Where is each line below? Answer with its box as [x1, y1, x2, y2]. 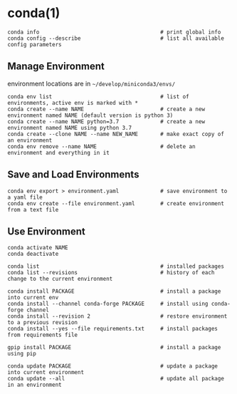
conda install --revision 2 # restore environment [7, 313, 228, 320]
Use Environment [7, 225, 85, 237]
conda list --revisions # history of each [7, 269, 215, 276]
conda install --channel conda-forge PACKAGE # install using [7, 301, 209, 308]
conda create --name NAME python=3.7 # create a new [7, 118, 205, 125]
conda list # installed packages [7, 263, 224, 270]
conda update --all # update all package [7, 375, 224, 383]
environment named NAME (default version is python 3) [7, 112, 174, 119]
